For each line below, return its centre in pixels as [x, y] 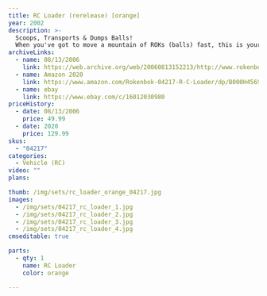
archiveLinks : [32, 52]
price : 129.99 [46, 133]
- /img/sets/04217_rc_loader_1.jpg [74, 207]
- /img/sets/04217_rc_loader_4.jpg [74, 229]
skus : [17, 141]
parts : [19, 251]
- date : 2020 [37, 126]
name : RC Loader [50, 265]
